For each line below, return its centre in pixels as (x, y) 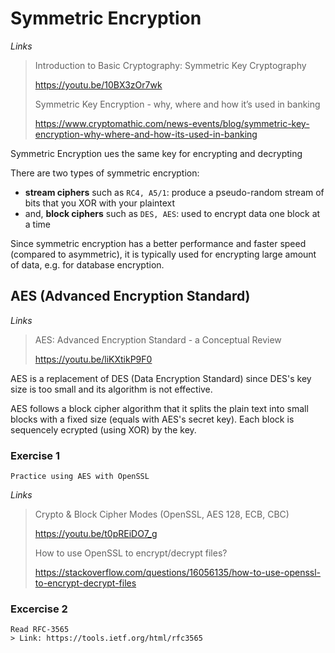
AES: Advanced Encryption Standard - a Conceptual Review (158, 339)
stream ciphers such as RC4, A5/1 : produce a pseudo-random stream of (174, 192)
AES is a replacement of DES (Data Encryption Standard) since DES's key (161, 378)
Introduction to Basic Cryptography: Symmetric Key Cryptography (170, 65)
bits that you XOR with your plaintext (100, 203)
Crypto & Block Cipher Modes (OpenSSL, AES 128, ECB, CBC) (162, 514)
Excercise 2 (39, 609)
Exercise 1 (35, 455)
